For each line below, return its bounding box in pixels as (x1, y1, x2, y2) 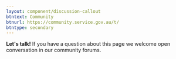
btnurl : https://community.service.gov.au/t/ (6, 19, 119, 25)
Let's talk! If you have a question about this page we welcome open (6, 40, 171, 47)
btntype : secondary (6, 24, 54, 31)
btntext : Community (6, 14, 54, 20)
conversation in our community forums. (6, 47, 101, 54)
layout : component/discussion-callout (6, 8, 101, 14)
